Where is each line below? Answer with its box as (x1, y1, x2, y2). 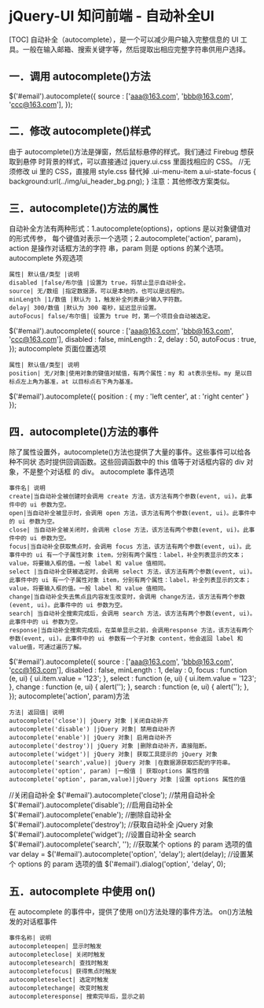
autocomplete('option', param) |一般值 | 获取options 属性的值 (9, 767, 210, 776)
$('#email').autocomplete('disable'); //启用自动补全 (9, 800, 174, 810)
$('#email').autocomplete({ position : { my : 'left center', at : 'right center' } (9, 391, 250, 402)
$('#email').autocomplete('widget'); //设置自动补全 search (9, 830, 196, 839)
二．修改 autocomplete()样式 (9, 124, 152, 138)
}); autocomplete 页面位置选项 (9, 344, 107, 354)
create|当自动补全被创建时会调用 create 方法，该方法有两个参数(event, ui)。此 (9, 493, 247, 501)
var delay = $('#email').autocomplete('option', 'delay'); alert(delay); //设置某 (9, 850, 254, 859)
